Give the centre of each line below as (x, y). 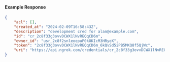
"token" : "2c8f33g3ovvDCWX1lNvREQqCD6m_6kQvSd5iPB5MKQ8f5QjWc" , (83, 45)
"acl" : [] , (25, 22)
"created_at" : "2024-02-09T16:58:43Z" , (56, 27)
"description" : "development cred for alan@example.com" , (76, 31)
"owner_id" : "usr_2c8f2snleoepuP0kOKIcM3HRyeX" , (66, 41)
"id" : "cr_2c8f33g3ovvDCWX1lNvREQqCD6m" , (58, 36)
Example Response (25, 7)
